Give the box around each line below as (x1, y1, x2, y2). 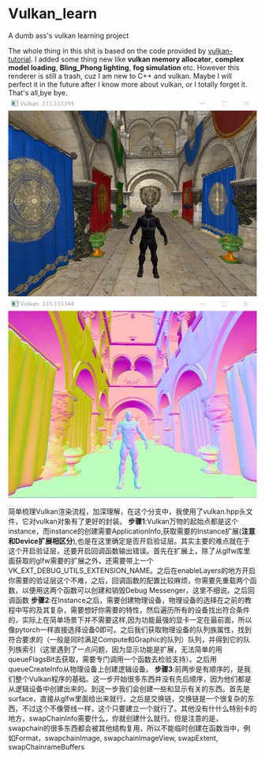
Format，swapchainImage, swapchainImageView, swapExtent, (14, 733, 218, 742)
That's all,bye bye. (8, 87, 69, 97)
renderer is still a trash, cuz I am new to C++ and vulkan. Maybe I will (8, 71, 233, 80)
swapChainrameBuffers (8, 742, 85, 751)
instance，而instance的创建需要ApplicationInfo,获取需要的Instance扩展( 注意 (8, 526, 256, 536)
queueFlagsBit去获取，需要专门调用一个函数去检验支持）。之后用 (8, 654, 218, 664)
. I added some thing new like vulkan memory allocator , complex (30, 54, 244, 64)
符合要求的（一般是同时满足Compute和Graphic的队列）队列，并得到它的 (8, 634, 244, 644)
